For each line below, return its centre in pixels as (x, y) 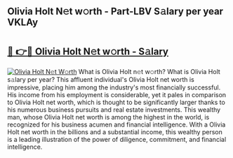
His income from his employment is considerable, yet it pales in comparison (117, 95)
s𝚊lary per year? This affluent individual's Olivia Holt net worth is (101, 79)
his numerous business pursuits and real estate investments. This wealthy (114, 110)
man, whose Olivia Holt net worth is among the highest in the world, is (108, 117)
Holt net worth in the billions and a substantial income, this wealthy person (115, 132)
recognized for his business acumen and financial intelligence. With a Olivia (116, 124)
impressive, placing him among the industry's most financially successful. (114, 87)
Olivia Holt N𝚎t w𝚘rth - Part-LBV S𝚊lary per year (115, 12)
